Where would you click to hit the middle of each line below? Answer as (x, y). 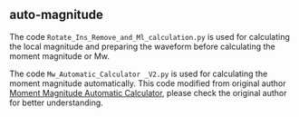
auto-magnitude (57, 15)
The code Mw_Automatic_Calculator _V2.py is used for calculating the (139, 73)
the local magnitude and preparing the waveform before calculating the (142, 46)
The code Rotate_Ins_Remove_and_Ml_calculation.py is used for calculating (149, 36)
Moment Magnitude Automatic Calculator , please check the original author (148, 93)
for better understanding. (57, 102)
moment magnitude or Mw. (60, 56)
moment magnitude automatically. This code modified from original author (148, 83)
